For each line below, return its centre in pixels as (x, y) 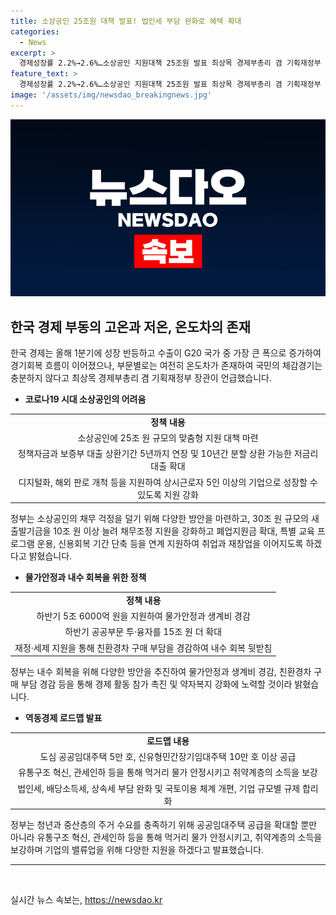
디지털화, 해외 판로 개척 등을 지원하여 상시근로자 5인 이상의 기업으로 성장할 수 (168, 482)
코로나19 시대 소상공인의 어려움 (85, 399)
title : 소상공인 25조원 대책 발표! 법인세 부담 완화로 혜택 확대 (126, 21)
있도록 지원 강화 (168, 494)
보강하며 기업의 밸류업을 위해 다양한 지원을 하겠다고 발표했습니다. (137, 850)
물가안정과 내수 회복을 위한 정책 (85, 577)
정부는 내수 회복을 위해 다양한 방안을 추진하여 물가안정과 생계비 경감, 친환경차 (161, 672)
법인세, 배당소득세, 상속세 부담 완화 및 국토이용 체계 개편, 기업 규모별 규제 (159, 788)
